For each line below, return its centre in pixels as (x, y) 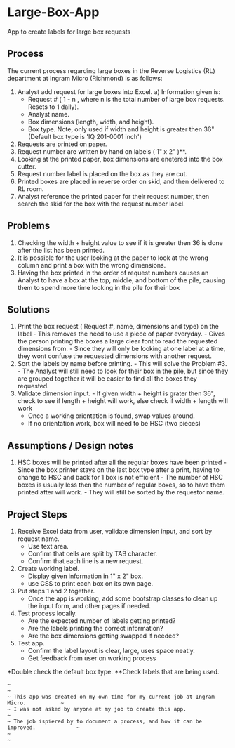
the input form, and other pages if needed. (89, 606)
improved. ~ (43, 728)
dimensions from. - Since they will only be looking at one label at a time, (121, 349)
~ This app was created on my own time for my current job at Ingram (111, 697)
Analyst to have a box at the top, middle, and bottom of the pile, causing (121, 280)
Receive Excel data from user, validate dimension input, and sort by (115, 531)
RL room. (31, 189)
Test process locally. (47, 613)
